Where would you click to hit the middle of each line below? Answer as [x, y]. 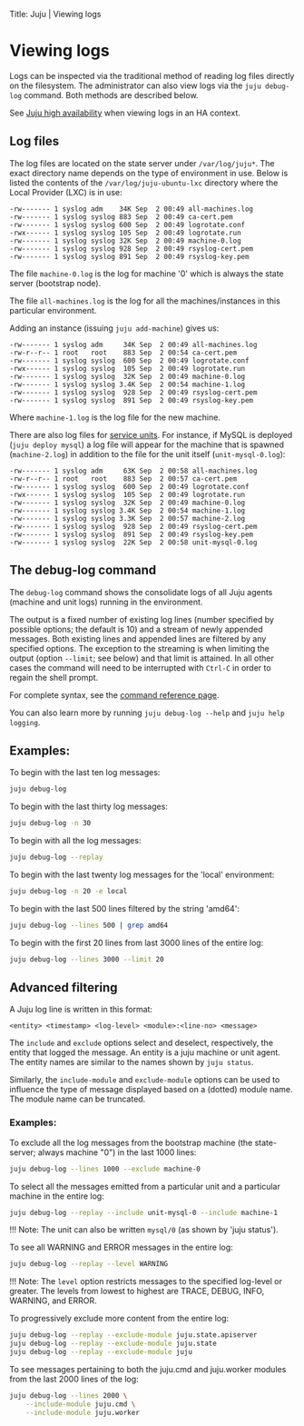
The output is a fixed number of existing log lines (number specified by [142, 619]
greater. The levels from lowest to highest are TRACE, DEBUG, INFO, [137, 1291]
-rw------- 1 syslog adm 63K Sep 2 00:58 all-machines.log [133, 471]
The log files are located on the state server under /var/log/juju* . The [142, 163]
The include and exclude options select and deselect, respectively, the [142, 1043]
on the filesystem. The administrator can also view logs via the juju [135, 85]
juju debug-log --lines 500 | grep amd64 [89, 925]
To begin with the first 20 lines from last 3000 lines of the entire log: [137, 942]
